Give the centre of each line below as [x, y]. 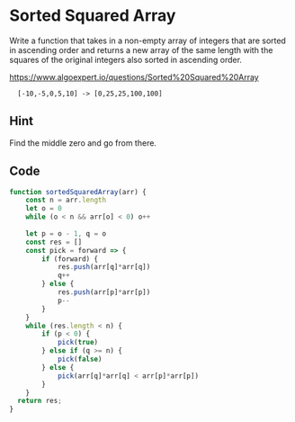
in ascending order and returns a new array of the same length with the [141, 49]
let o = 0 [44, 209]
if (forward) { [70, 259]
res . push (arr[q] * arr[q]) [104, 267]
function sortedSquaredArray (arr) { [78, 192]
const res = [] [54, 242]
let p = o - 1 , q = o [66, 233]
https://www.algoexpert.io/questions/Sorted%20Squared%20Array [134, 76]
